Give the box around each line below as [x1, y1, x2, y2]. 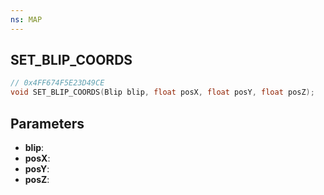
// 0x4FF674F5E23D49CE [10, 78, 105, 88]
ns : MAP [10, 14, 43, 25]
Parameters [10, 115, 85, 132]
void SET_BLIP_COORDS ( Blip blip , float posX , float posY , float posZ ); [10, 87, 315, 98]
